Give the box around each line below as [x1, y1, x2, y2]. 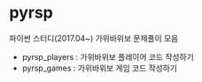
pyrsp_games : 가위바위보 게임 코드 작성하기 [21, 63, 178, 73]
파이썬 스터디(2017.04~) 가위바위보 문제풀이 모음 [9, 33, 179, 43]
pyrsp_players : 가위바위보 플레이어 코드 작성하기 [21, 51, 195, 62]
